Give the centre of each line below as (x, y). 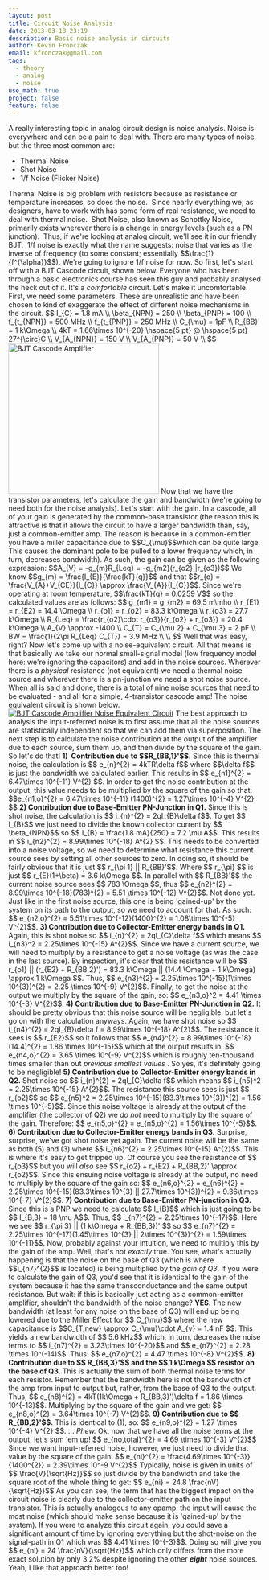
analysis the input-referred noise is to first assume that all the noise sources (134, 722)
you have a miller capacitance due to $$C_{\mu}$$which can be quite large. (134, 543)
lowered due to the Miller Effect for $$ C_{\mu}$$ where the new (116, 1320)
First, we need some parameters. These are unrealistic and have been (124, 296)
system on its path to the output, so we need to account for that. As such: (130, 910)
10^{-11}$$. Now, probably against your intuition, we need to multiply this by (134, 1243)
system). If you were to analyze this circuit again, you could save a (118, 1525)
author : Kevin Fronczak (48, 46)
